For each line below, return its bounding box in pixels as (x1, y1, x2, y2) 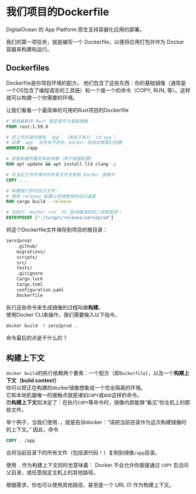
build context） (21, 377, 60, 384)
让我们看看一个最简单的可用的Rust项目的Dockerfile (6, 106, 129, 113)
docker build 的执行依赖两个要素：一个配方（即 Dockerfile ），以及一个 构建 (6, 370, 184, 377)
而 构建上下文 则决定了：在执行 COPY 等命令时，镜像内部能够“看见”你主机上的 (6, 399, 185, 406)
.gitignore (16, 270, 43, 276)
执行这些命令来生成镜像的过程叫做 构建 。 (6, 303, 104, 311)
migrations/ (16, 249, 46, 255)
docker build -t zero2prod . (6, 323, 77, 329)
